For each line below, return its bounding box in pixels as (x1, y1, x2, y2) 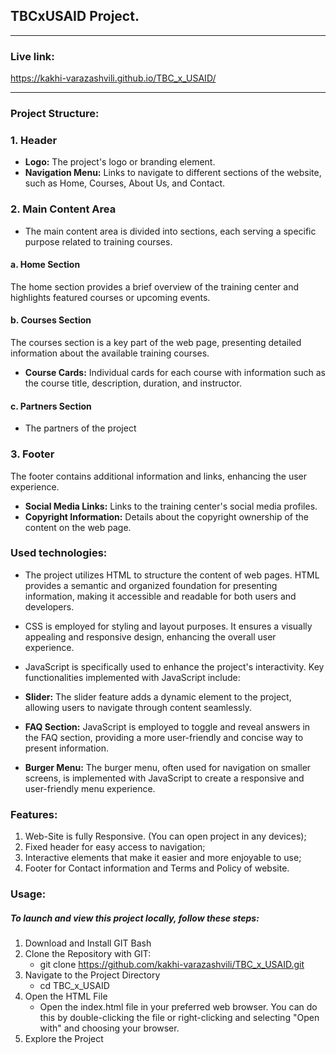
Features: (10, 807, 58, 821)
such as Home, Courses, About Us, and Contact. (24, 177, 226, 189)
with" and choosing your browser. (39, 1022, 180, 1034)
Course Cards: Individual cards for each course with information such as (24, 367, 326, 379)
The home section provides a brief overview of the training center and (10, 280, 299, 293)
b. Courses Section (10, 314, 92, 326)
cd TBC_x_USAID (39, 980, 110, 992)
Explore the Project (24, 1033, 104, 1045)
